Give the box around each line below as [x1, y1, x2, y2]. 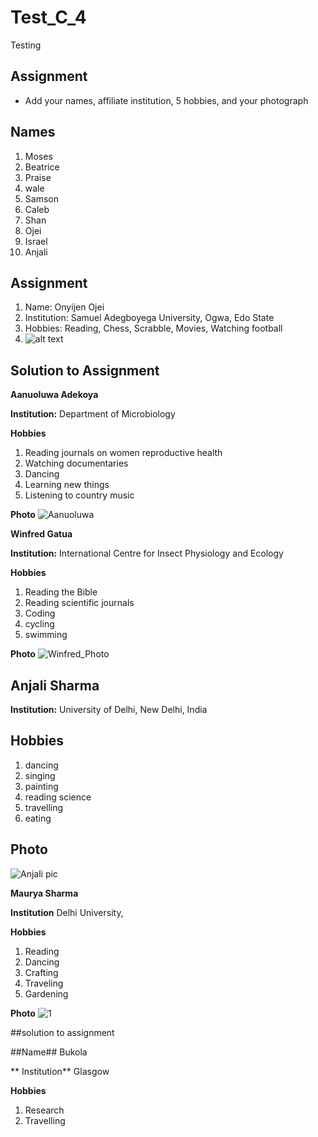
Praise [24, 171, 52, 183]
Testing [10, 39, 42, 51]
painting [24, 780, 59, 792]
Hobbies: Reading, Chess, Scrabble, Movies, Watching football [24, 322, 283, 335]
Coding [24, 607, 56, 620]
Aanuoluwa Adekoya [10, 389, 99, 401]
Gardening [24, 987, 69, 1000]
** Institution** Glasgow [10, 1065, 110, 1077]
